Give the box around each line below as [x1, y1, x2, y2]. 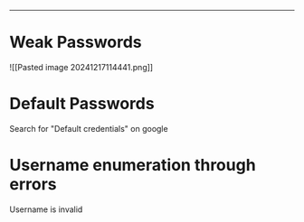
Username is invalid [9, 204, 83, 215]
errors [9, 174, 57, 195]
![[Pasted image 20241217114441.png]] [9, 61, 154, 72]
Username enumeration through [9, 155, 256, 176]
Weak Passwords [9, 32, 142, 52]
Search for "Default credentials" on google [9, 123, 169, 134]
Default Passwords [9, 94, 156, 114]
